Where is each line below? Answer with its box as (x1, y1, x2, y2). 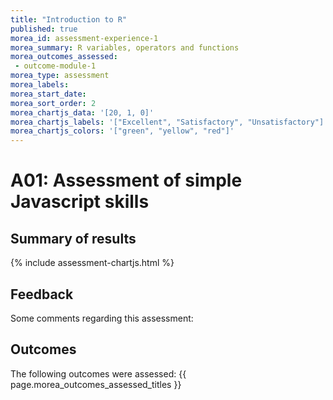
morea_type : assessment (10, 71, 110, 81)
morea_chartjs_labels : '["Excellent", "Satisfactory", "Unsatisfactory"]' (10, 117, 329, 127)
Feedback (10, 286, 74, 303)
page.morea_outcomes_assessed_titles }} (10, 378, 182, 390)
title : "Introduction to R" (10, 14, 128, 25)
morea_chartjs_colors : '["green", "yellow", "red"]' (10, 126, 235, 136)
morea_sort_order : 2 (10, 98, 97, 108)
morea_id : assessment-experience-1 (10, 33, 159, 43)
